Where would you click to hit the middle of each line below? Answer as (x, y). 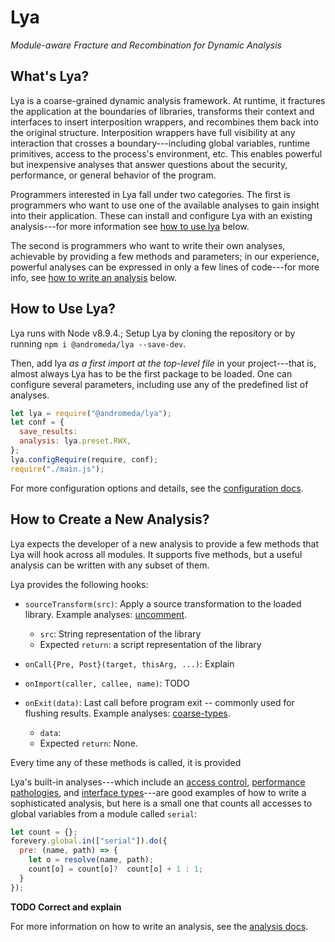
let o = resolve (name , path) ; (91, 860)
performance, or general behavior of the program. (113, 175)
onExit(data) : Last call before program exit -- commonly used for (159, 702)
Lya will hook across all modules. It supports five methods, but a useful (156, 554)
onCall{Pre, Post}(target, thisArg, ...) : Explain (129, 663)
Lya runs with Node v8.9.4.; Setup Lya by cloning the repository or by (153, 333)
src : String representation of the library (120, 633)
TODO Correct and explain (66, 907)
